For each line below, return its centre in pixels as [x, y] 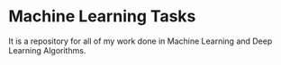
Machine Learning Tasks [102, 16]
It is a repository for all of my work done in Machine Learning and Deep [140, 41]
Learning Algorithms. [47, 50]
